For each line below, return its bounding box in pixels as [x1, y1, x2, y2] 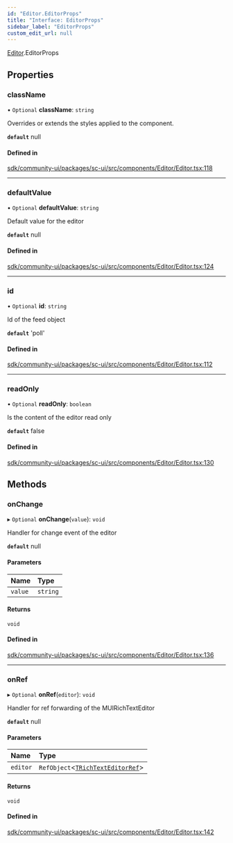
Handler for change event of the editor [7, 528, 117, 537]
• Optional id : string [7, 301, 67, 310]
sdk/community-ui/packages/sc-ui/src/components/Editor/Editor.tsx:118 [7, 164, 213, 173]
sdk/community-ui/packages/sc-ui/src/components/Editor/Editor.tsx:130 [7, 458, 214, 466]
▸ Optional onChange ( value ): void [7, 515, 105, 523]
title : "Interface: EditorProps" [7, 17, 104, 24]
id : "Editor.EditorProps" [7, 10, 82, 17]
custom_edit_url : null [7, 29, 73, 37]
